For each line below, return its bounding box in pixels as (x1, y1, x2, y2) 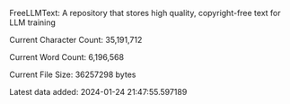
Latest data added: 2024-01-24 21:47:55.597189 (9, 87, 188, 97)
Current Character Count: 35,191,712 (9, 35, 143, 45)
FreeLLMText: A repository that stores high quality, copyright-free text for (9, 8, 281, 18)
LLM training (9, 17, 57, 28)
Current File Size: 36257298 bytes (9, 69, 136, 80)
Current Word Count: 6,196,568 (9, 52, 124, 62)
